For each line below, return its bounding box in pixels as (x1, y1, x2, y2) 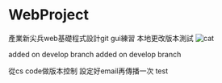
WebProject (8, 6, 90, 24)
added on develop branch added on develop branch (8, 49, 182, 59)
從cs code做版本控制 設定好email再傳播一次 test (8, 66, 168, 76)
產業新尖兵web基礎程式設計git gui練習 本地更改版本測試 (8, 33, 194, 43)
